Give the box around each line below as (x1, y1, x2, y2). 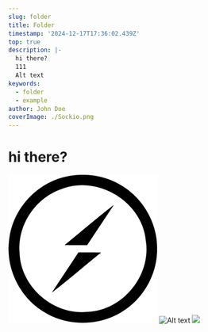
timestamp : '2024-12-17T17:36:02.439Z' (8, 29, 141, 37)
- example (15, 96, 48, 105)
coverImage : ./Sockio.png (8, 113, 94, 121)
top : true (8, 38, 41, 46)
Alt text (15, 71, 44, 79)
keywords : (8, 79, 41, 87)
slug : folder (8, 13, 52, 21)
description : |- (8, 46, 62, 55)
